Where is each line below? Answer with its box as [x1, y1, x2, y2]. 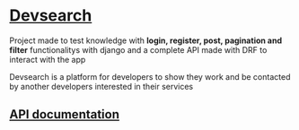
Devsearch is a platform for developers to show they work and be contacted [9, 71, 291, 82]
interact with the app [9, 54, 86, 65]
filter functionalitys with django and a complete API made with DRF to [9, 44, 268, 55]
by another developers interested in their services [9, 81, 194, 91]
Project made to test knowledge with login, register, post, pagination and [9, 35, 283, 46]
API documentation [9, 107, 119, 122]
